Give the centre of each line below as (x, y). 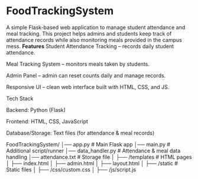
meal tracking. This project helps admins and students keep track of (89, 33)
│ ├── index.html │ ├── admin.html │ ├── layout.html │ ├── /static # (92, 163)
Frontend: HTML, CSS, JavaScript (47, 121)
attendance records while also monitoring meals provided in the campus (94, 40)
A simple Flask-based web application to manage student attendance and (96, 27)
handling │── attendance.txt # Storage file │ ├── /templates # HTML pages (99, 157)
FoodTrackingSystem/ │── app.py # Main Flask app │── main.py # (88, 144)
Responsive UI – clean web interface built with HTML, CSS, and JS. (88, 87)
